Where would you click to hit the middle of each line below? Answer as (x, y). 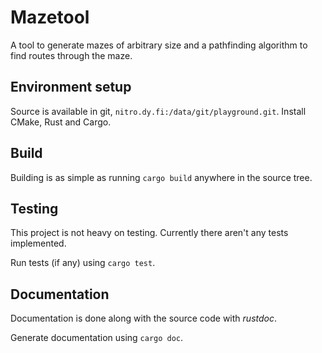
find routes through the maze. (71, 55)
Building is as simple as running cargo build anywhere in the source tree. (161, 177)
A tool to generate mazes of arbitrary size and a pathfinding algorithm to (159, 45)
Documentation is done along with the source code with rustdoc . (143, 318)
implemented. (38, 243)
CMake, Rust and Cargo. (61, 122)
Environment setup (71, 87)
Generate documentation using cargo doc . (97, 338)
